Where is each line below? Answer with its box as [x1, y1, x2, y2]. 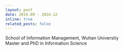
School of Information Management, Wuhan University [5, 35, 119, 41]
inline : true [5, 16, 33, 21]
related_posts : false [5, 21, 51, 26]
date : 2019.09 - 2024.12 [5, 12, 58, 17]
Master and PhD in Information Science [5, 40, 87, 46]
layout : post [5, 7, 33, 12]
